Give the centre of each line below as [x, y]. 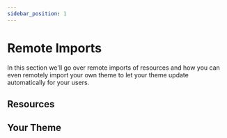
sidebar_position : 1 [37, 14]
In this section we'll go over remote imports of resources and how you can [114, 68]
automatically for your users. [48, 82]
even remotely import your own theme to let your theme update [98, 75]
